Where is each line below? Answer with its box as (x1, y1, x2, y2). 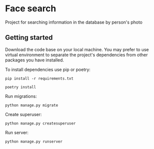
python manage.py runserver (5, 139, 63, 144)
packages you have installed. (5, 57, 64, 63)
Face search (5, 3, 57, 14)
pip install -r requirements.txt (5, 76, 74, 81)
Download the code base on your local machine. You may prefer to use (5, 46, 149, 52)
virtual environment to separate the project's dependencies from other (5, 52, 148, 58)
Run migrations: (5, 93, 37, 99)
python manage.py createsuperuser (5, 121, 76, 126)
